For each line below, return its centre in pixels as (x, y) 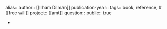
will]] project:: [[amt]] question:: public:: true (65, 13)
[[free (11, 13)
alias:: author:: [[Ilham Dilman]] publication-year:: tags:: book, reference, (81, 7)
